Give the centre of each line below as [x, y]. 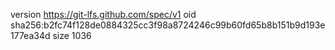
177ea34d [30, 35]
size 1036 [72, 35]
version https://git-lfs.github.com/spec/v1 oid [103, 14]
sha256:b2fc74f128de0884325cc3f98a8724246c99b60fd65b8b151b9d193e [168, 25]
